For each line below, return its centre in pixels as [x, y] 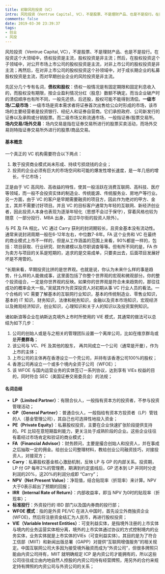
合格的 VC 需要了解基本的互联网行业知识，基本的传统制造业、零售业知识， [84, 294]
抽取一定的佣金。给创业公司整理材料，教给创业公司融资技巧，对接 [88, 450]
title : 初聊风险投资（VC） [30, 10]
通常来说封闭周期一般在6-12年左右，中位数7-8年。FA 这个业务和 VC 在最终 [81, 235]
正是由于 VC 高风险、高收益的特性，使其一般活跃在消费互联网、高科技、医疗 [82, 187]
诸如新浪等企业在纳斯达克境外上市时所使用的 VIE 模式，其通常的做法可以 [79, 317]
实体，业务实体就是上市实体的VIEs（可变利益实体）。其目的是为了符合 [87, 536]
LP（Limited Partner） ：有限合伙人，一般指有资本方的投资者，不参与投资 [86, 400]
